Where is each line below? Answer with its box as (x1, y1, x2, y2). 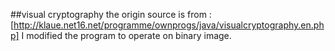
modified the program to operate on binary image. (26, 30, 232, 41)
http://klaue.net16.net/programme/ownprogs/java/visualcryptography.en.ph (13, 19, 325, 31)
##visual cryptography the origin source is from (10, 9, 207, 20)
